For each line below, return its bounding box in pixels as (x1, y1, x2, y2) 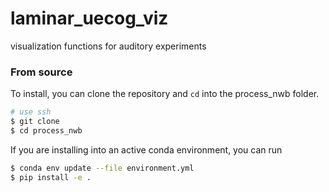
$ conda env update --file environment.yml (10, 163, 195, 173)
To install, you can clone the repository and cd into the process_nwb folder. (10, 88, 320, 100)
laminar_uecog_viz (10, 7, 169, 30)
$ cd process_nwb (10, 125, 83, 136)
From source (10, 65, 73, 79)
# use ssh (10, 107, 52, 117)
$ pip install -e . (10, 172, 92, 182)
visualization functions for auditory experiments (10, 40, 207, 52)
